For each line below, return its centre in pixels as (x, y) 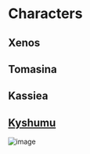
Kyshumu (32, 123)
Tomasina (32, 69)
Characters (45, 14)
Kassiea (28, 96)
